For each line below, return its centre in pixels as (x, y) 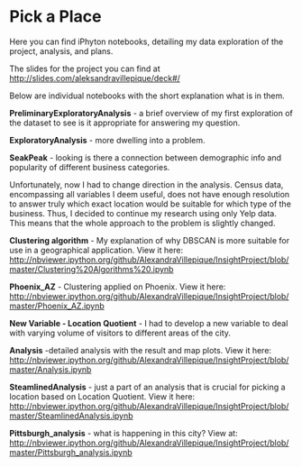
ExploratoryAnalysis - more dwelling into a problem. (107, 140)
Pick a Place (55, 17)
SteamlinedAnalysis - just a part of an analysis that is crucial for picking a (147, 387)
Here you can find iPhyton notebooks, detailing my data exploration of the (146, 41)
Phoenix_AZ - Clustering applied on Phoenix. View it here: (118, 287)
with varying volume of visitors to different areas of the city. (120, 333)
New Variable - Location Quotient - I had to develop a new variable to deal (149, 323)
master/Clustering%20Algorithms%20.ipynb (92, 269)
